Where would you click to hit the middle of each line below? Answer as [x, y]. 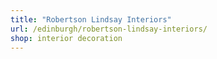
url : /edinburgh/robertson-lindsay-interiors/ [109, 29]
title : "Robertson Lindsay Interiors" [91, 19]
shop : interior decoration [66, 38]
